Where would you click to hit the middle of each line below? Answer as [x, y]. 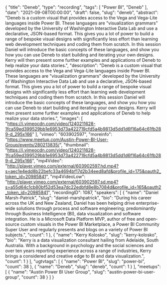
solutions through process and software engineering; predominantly [86, 208]
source [12, 224]
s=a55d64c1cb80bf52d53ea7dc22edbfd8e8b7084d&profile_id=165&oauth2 [83, 187]
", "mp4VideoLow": [66, 177]
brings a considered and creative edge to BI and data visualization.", [75, 256]
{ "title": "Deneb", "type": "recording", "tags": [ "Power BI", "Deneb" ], [77, 7]
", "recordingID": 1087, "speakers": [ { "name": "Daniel [103, 192]
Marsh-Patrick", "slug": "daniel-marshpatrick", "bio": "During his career [79, 198]
